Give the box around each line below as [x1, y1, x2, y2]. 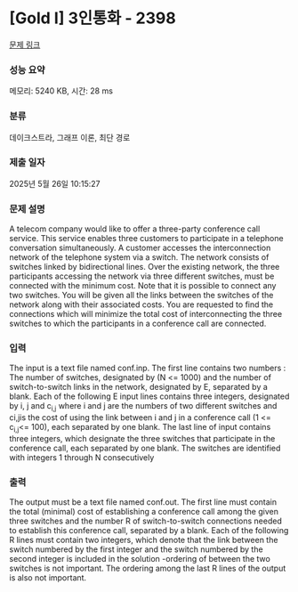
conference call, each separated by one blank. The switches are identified [9, 442, 281, 454]
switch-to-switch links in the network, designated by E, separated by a [9, 382, 269, 393]
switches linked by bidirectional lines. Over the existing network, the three [9, 262, 280, 272]
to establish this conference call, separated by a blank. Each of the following [9, 525, 289, 536]
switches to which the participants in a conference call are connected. [9, 318, 267, 329]
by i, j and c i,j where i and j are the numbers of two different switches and [9, 401, 278, 414]
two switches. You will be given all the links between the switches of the [9, 290, 274, 301]
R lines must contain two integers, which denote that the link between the [9, 535, 278, 546]
